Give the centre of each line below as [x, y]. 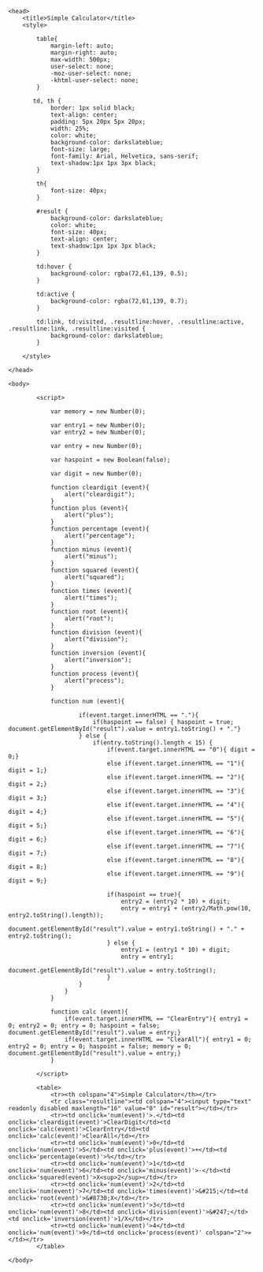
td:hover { [54, 267]
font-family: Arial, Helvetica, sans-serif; [124, 156]
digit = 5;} [28, 826]
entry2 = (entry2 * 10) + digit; [176, 901]
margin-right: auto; [84, 53]
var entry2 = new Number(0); [98, 432]
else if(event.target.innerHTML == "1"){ [176, 763]
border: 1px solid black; [93, 108]
